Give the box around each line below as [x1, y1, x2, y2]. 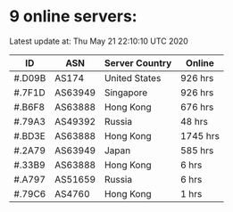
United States [104, 71, 162, 84]
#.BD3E [13, 129, 46, 142]
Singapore [104, 86, 148, 99]
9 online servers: [9, 6, 137, 27]
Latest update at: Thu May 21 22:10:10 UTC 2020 [9, 36, 189, 46]
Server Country [104, 56, 172, 69]
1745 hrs [179, 129, 221, 142]
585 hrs [179, 144, 214, 157]
